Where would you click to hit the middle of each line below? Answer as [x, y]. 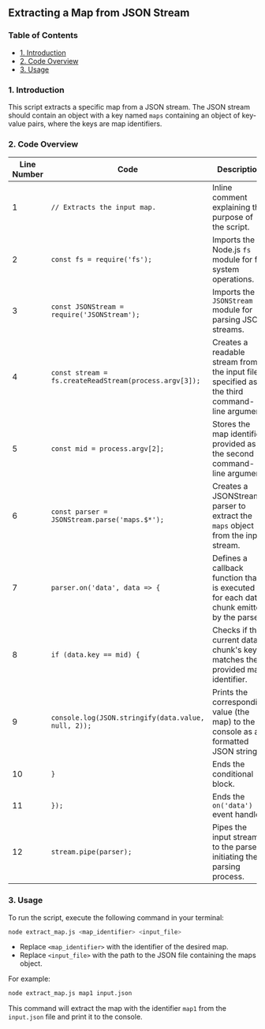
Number [28, 174]
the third [228, 392]
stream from [235, 362]
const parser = [79, 512]
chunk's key [235, 650]
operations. [233, 279]
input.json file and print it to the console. [76, 1017]
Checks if [230, 630]
